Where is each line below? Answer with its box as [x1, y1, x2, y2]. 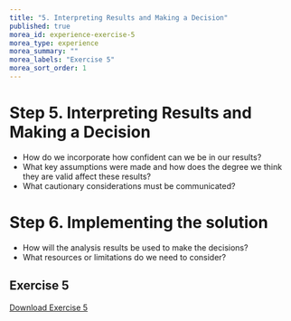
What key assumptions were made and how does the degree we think [22, 161, 283, 172]
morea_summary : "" [9, 47, 79, 56]
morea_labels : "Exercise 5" [9, 55, 116, 64]
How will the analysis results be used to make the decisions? [22, 241, 249, 253]
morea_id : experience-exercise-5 [9, 30, 136, 39]
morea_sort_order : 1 [9, 64, 88, 73]
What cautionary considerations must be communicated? [22, 180, 236, 191]
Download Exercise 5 [9, 302, 89, 313]
